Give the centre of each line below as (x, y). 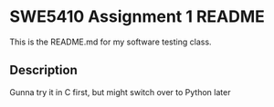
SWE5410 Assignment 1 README (137, 17)
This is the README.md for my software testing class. (111, 42)
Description (43, 70)
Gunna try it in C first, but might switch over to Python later (120, 92)
